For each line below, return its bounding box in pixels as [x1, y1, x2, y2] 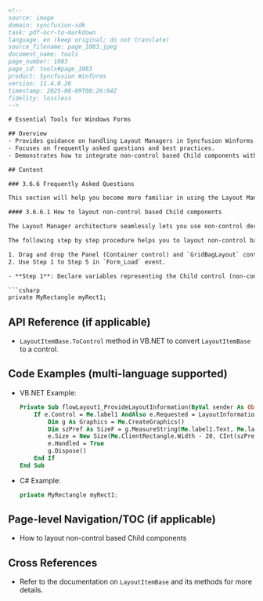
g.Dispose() [48, 447, 87, 455]
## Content [8, 166, 44, 173]
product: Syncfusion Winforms [8, 72, 107, 80]
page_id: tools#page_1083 [8, 65, 92, 73]
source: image [8, 13, 55, 22]
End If [34, 454, 56, 462]
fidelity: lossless [8, 94, 72, 102]
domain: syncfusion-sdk [8, 21, 86, 29]
